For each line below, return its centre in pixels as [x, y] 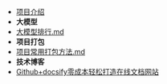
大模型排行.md [40, 32]
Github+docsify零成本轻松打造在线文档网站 [87, 72]
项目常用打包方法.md [51, 52]
